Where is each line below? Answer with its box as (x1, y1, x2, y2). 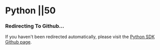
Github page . (5, 39, 32, 45)
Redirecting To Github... (5, 23, 64, 30)
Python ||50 (5, 5, 56, 16)
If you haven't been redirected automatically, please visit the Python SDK (5, 34, 155, 40)
